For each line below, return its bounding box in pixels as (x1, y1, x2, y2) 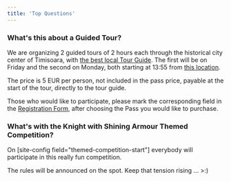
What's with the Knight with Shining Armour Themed (7, 121, 188, 131)
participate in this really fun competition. (7, 153, 122, 162)
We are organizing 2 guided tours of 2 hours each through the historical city (7, 48, 223, 56)
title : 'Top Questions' (7, 10, 76, 17)
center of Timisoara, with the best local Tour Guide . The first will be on (7, 56, 208, 64)
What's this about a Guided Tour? (7, 32, 122, 42)
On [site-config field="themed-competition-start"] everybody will (7, 146, 193, 154)
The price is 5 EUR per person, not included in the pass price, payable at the (7, 76, 224, 85)
